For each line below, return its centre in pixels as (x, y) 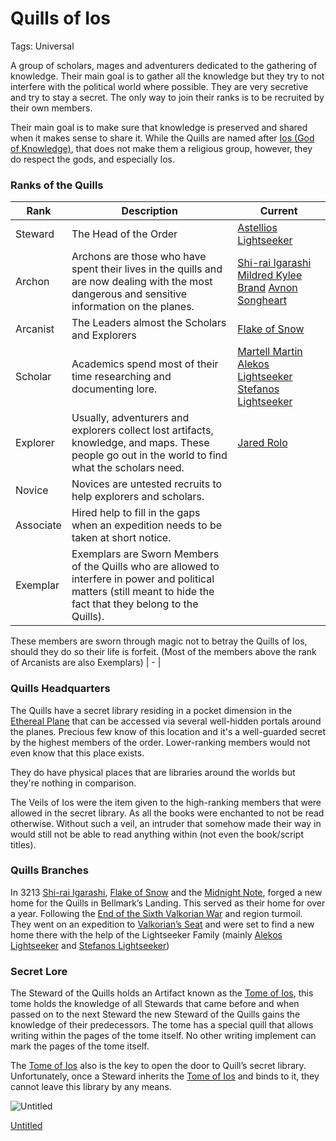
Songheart (262, 300)
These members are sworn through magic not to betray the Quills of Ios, (159, 641)
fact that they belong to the (135, 604)
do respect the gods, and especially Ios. (93, 159)
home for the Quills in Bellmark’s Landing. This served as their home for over (168, 903)
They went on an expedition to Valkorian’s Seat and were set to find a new (162, 924)
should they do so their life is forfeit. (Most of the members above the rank (163, 652)
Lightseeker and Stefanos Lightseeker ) (90, 945)
